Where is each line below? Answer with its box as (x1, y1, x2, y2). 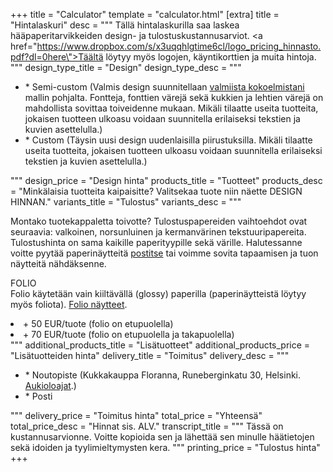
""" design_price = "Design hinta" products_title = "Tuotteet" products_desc (10, 175, 323, 186)
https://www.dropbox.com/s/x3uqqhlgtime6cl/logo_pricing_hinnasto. (36, 40, 322, 52)
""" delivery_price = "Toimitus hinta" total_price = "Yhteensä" (10, 410, 263, 421)
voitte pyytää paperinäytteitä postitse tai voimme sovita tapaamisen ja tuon (10, 247, 319, 259)
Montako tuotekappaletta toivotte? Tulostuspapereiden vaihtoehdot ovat (10, 215, 308, 227)
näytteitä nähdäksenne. (10, 258, 107, 269)
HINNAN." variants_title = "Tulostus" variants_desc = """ (10, 196, 242, 208)
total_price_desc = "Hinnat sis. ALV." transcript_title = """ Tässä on (10, 420, 284, 432)
